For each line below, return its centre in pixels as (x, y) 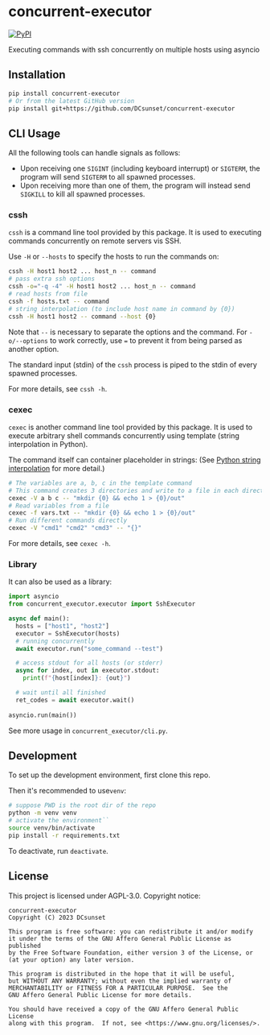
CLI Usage (35, 133)
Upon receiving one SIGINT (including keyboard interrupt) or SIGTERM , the (140, 168)
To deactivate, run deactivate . (58, 851)
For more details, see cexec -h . (59, 544)
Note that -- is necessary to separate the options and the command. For (128, 332)
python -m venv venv (43, 813)
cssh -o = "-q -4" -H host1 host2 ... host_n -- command (102, 287)
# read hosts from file (48, 294)
